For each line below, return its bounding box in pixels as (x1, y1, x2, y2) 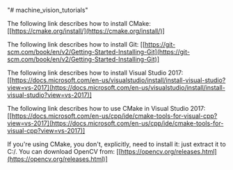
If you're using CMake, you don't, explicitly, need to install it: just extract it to (7, 140, 226, 148)
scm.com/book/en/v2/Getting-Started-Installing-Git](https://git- (7, 48, 190, 56)
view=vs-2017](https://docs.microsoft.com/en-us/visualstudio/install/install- (7, 84, 226, 91)
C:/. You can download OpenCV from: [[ (7, 148, 122, 155)
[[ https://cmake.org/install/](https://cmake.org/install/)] (7, 27, 165, 35)
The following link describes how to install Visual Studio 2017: (7, 69, 184, 77)
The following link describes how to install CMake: (7, 20, 151, 27)
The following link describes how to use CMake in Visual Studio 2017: (7, 105, 206, 112)
